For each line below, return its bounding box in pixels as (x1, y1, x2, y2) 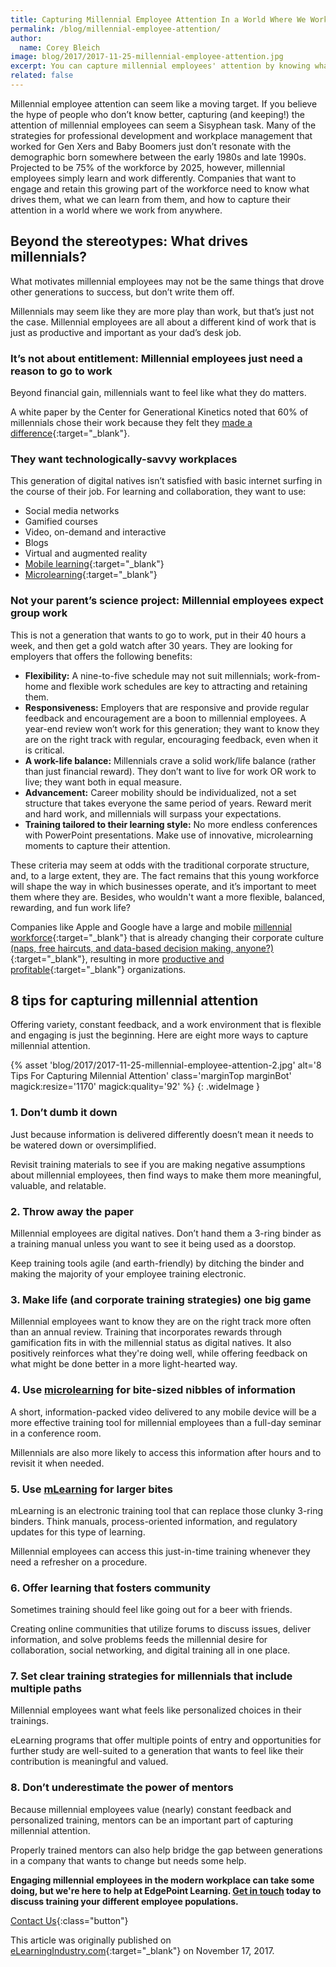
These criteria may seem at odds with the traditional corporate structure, (10, 859, 310, 871)
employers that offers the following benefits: (10, 650, 193, 662)
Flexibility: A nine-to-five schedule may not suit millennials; (24, 669, 272, 681)
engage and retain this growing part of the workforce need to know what (10, 182, 310, 195)
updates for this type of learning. (10, 1526, 146, 1538)
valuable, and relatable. (10, 1179, 107, 1191)
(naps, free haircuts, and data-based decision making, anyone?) (10, 942, 275, 954)
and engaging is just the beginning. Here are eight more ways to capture (10, 1029, 309, 1041)
